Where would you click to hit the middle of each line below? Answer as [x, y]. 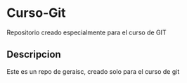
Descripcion [34, 55]
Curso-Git [36, 13]
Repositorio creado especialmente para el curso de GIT [86, 32]
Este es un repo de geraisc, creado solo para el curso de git [93, 71]
